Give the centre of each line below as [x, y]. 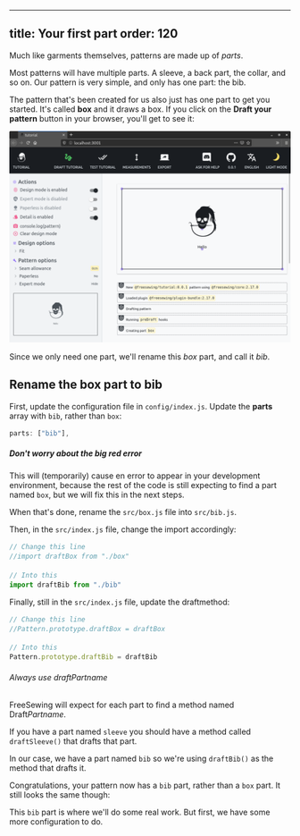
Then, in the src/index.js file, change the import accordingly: [123, 529]
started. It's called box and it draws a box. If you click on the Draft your [141, 109]
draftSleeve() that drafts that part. [73, 741]
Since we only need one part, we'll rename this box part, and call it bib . [140, 356]
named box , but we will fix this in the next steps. [97, 495]
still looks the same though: [60, 795]
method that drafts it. [48, 768]
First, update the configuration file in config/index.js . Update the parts [141, 406]
